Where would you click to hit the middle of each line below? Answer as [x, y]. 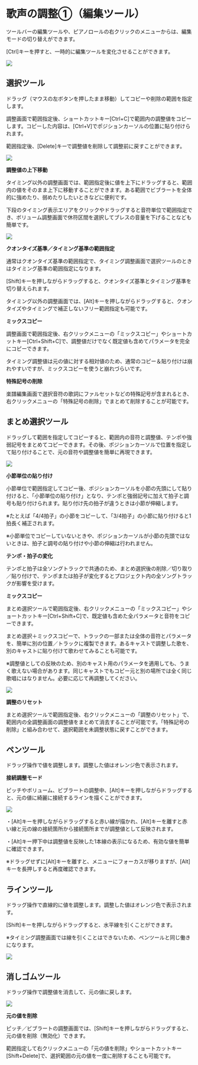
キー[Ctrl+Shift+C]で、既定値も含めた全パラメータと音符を [108, 616]
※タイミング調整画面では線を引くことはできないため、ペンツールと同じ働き [98, 937]
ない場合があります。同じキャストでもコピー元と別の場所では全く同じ [107, 670]
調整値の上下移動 [27, 170]
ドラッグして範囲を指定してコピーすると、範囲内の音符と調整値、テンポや [97, 437]
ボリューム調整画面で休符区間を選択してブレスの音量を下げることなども [104, 217]
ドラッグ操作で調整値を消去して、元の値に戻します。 [70, 992]
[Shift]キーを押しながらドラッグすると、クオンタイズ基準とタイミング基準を [99, 281]
